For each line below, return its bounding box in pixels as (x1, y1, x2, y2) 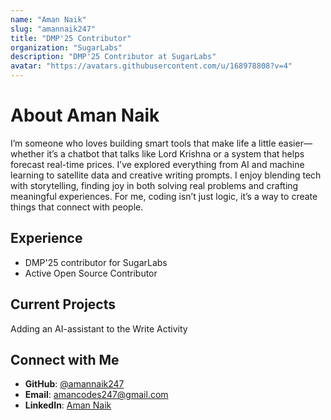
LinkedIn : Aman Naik (24, 399, 112, 411)
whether (10, 147, 45, 160)
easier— (278, 137, 313, 149)
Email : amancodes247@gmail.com (24, 389, 169, 401)
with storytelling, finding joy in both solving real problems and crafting (10, 179, 299, 191)
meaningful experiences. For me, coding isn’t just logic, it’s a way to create (10, 190, 318, 202)
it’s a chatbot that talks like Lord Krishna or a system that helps (46, 147, 305, 160)
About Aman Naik (10, 104, 160, 127)
